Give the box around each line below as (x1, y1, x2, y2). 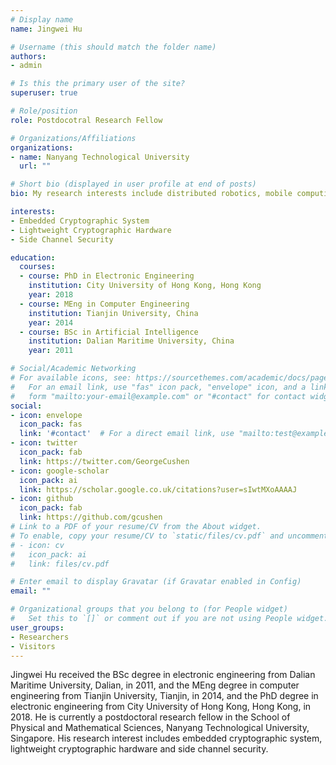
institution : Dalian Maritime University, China (28, 336, 235, 346)
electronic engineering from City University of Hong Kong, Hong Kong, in (10, 701, 312, 713)
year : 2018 (28, 290, 74, 300)
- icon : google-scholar (10, 466, 110, 476)
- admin (10, 61, 43, 71)
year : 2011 (28, 346, 74, 356)
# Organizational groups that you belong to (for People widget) (10, 604, 288, 615)
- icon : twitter (10, 438, 78, 448)
